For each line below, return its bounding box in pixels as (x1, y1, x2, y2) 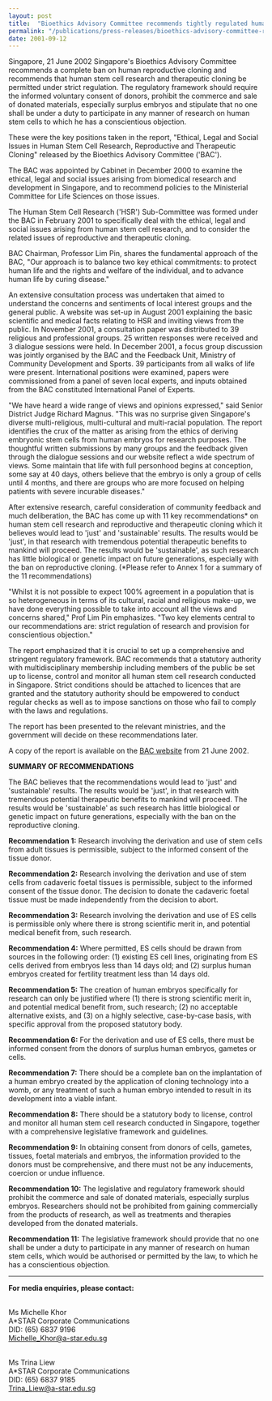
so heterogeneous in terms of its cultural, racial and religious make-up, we (8, 596, 257, 605)
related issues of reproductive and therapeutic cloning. (8, 233, 192, 243)
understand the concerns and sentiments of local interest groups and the (8, 299, 253, 309)
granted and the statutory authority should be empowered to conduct (8, 689, 240, 698)
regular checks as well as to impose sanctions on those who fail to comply (8, 698, 257, 707)
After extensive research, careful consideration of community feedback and (8, 502, 261, 512)
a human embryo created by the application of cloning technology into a (8, 1077, 249, 1087)
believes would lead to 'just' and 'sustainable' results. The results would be (8, 528, 259, 538)
